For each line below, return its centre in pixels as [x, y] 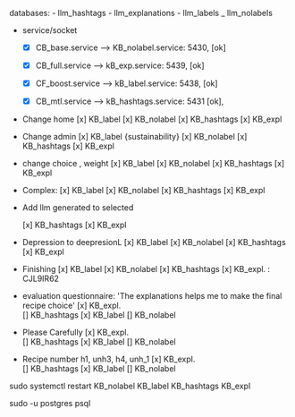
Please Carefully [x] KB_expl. [76, 332]
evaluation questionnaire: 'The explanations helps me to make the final [152, 296]
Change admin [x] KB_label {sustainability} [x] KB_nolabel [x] [135, 137]
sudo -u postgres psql [50, 404]
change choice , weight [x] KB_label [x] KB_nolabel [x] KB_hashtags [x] [153, 164]
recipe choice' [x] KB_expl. [72, 306]
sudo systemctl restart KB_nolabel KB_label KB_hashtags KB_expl [130, 386]
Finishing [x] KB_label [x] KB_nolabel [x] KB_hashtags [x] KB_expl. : [146, 269]
